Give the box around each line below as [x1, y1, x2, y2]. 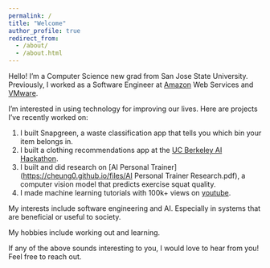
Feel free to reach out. [8, 252, 82, 262]
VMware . [8, 89, 39, 97]
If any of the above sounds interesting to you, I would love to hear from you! [8, 243, 260, 253]
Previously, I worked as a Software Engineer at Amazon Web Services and [8, 80, 254, 89]
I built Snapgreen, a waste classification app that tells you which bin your [19, 128, 262, 138]
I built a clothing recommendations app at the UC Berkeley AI [19, 146, 223, 155]
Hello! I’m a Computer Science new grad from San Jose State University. [8, 72, 248, 80]
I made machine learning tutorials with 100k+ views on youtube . [19, 188, 231, 197]
